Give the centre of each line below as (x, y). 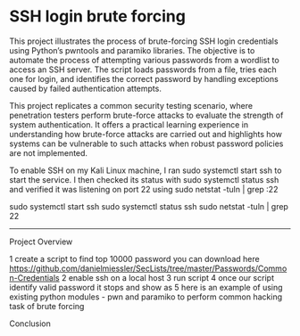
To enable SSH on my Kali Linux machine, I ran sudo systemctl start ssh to (146, 170)
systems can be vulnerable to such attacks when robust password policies (146, 143)
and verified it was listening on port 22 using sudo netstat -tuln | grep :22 (144, 189)
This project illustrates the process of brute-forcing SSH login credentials (144, 41)
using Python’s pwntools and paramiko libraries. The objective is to (132, 50)
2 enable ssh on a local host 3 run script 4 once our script (168, 277)
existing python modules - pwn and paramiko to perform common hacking (146, 297)
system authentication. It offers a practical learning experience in (129, 124)
